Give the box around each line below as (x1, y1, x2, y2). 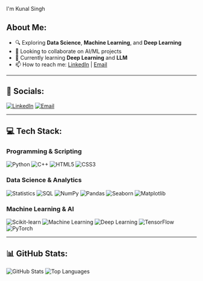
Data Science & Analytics (6, 176, 82, 185)
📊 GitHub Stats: (6, 248, 68, 259)
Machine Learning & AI (6, 204, 74, 213)
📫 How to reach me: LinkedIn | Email (14, 60, 108, 68)
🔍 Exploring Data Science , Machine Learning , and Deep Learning (14, 39, 182, 46)
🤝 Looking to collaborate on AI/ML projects (14, 48, 122, 55)
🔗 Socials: (6, 86, 45, 96)
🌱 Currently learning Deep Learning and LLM (14, 54, 128, 61)
